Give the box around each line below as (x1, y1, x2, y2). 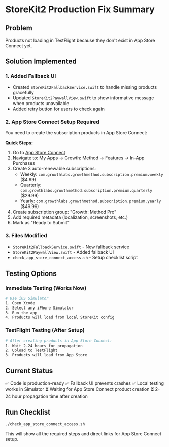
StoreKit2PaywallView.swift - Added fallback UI (12, 249, 114, 255)
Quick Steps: (5, 140, 33, 146)
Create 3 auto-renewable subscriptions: (12, 165, 96, 171)
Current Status (5, 366, 53, 375)
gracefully (12, 89, 34, 95)
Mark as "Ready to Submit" (12, 219, 70, 225)
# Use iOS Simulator (5, 296, 49, 301)
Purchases (12, 160, 36, 166)
